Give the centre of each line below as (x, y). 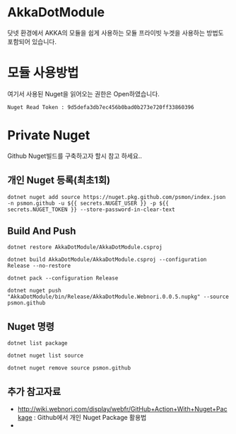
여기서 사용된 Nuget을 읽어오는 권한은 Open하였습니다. (84, 93)
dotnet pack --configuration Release (63, 278)
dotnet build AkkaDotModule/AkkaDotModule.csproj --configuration (107, 260)
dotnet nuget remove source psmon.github (69, 368)
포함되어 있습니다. (32, 41)
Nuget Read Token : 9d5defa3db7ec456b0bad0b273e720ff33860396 (101, 107)
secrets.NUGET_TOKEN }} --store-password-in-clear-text (91, 210)
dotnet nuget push (34, 291)
